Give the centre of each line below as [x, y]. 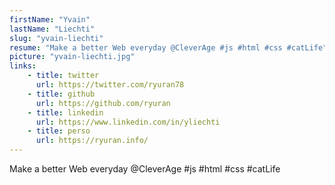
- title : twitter [63, 76]
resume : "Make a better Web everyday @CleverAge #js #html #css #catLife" [168, 47]
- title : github [61, 94]
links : [23, 66]
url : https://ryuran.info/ [92, 141]
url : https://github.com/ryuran [103, 103]
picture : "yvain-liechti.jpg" [72, 57]
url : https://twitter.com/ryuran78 [110, 85]
